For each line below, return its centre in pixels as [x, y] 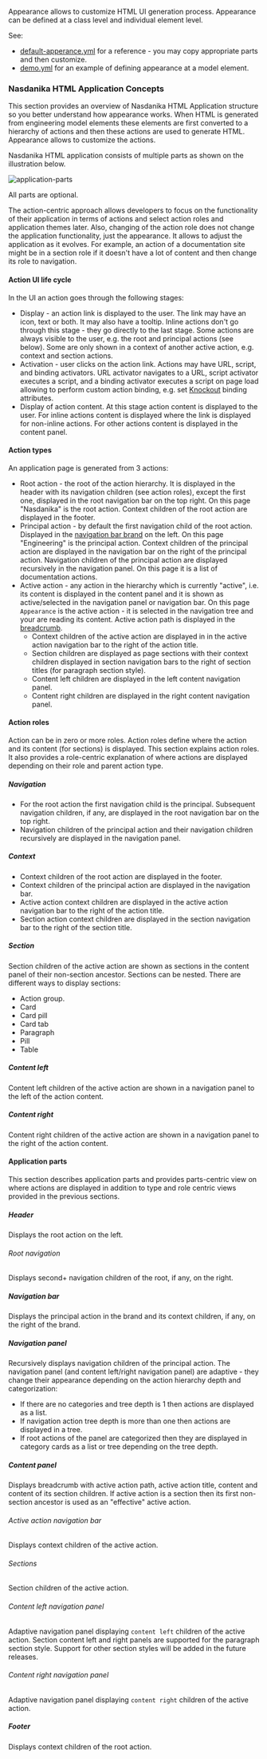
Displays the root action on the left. [66, 1235]
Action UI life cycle [40, 280]
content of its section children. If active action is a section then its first [124, 1494]
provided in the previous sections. [64, 1196]
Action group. [42, 998]
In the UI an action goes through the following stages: [96, 297]
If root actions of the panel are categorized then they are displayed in [133, 1439]
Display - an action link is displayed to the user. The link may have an [133, 313]
